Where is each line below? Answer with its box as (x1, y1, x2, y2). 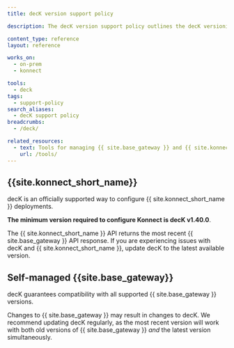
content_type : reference (7, 35, 79, 42)
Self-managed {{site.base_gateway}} (7, 271, 174, 283)
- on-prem (13, 61, 42, 68)
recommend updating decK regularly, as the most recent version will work (7, 318, 219, 327)
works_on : (7, 54, 36, 61)
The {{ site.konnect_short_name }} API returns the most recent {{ (7, 229, 194, 237)
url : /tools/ (19, 150, 58, 157)
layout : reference (7, 42, 61, 49)
